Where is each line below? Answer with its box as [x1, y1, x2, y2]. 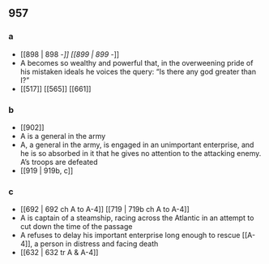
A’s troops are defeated [19, 157, 99, 167]
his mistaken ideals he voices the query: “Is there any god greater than [19, 67, 257, 76]
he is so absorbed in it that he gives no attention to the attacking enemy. [19, 148, 262, 158]
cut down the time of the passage [19, 222, 133, 232]
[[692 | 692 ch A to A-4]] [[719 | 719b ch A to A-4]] [19, 205, 190, 214]
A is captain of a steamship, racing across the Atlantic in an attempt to [19, 213, 254, 223]
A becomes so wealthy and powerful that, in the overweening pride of [19, 58, 254, 67]
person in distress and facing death [40, 239, 159, 249]
